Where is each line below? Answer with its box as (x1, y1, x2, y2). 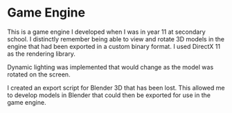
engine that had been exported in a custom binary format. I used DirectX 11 (7, 42, 220, 50)
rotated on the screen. (7, 70, 71, 79)
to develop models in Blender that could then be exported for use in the (7, 91, 211, 99)
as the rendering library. (7, 50, 76, 58)
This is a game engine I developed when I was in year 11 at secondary (7, 28, 206, 36)
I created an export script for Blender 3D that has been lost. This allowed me (7, 83, 225, 92)
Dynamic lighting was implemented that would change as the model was (7, 63, 214, 71)
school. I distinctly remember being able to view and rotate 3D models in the (7, 34, 225, 43)
